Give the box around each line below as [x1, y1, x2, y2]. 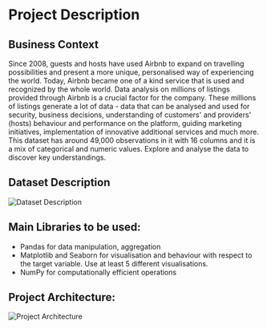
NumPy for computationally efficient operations [19, 267, 177, 277]
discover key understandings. [8, 152, 107, 162]
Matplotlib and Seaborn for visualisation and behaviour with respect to [19, 250, 253, 260]
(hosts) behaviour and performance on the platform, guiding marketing [8, 119, 242, 128]
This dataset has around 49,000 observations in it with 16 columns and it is [8, 136, 256, 145]
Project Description [8, 6, 140, 24]
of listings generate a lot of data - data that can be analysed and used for [8, 102, 250, 111]
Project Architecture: [8, 290, 116, 304]
